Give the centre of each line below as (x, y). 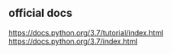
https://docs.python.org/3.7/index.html (73, 41)
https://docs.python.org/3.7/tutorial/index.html (86, 32)
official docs (41, 13)
